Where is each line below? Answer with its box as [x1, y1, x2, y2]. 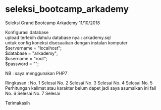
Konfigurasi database [5, 29, 49, 35]
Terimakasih [5, 100, 30, 106]
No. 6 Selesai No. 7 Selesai [5, 90, 60, 96]
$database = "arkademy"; [5, 50, 58, 56]
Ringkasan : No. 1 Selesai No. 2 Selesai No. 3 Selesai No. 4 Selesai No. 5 [5, 80, 153, 86]
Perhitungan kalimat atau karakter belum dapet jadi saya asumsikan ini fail [5, 85, 156, 91]
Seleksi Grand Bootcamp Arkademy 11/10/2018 [5, 20, 100, 26]
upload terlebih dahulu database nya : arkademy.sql [5, 35, 111, 40]
